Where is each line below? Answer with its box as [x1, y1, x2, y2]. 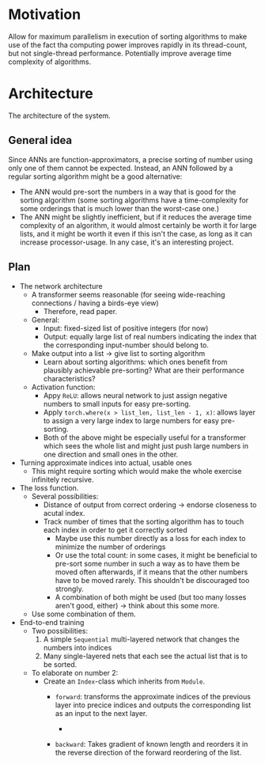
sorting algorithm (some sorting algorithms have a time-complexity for [19, 195, 249, 205]
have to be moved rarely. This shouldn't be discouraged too [55, 575, 250, 585]
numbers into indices [43, 642, 112, 652]
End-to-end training [19, 617, 85, 627]
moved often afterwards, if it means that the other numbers [55, 567, 248, 577]
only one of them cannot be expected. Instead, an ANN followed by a [8, 163, 233, 172]
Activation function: [31, 382, 96, 392]
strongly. [55, 584, 85, 593]
